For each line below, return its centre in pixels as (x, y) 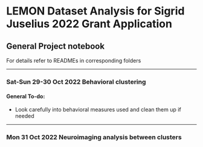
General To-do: (26, 96)
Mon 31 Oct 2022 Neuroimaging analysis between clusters (94, 137)
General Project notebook (55, 46)
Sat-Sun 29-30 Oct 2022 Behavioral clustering (76, 81)
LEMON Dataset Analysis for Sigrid (95, 11)
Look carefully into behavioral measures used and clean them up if (98, 110)
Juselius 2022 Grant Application (89, 24)
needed (24, 116)
